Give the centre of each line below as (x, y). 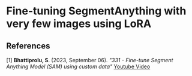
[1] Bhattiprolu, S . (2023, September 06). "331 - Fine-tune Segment (90, 60)
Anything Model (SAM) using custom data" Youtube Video (78, 66)
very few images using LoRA (79, 24)
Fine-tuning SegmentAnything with (96, 11)
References (28, 46)
